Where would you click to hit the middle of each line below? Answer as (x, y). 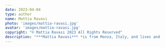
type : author (19, 14)
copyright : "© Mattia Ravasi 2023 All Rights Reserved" (64, 32)
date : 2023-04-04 (23, 10)
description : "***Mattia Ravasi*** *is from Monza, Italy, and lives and (83, 37)
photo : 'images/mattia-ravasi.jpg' (42, 23)
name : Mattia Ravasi (26, 19)
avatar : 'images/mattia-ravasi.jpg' (43, 28)
